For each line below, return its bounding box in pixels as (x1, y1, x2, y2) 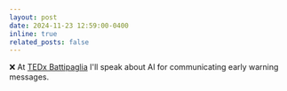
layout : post (9, 12, 58, 22)
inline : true (9, 29, 58, 38)
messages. (9, 72, 50, 82)
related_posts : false (9, 37, 90, 47)
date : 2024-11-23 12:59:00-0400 (9, 21, 129, 30)
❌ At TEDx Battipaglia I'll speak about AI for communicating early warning (9, 62, 279, 72)
